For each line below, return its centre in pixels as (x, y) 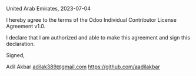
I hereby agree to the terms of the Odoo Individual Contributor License (91, 20)
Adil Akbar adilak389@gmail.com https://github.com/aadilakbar (83, 67)
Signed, (15, 55)
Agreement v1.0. (26, 26)
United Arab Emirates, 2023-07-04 (49, 9)
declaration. (21, 44)
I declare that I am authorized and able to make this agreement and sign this (98, 37)
